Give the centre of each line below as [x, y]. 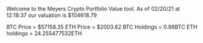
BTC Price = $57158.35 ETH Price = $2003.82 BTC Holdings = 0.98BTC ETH [102, 27]
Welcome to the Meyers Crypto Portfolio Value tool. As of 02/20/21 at [93, 9]
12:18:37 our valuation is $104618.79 [52, 15]
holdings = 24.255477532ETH [44, 33]
